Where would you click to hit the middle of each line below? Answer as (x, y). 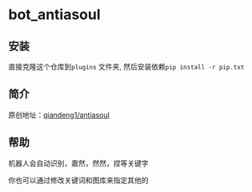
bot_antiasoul (55, 15)
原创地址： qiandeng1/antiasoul (59, 115)
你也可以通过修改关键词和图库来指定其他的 (78, 180)
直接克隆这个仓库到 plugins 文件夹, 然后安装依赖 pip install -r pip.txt (126, 67)
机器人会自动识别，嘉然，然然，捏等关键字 (78, 163)
